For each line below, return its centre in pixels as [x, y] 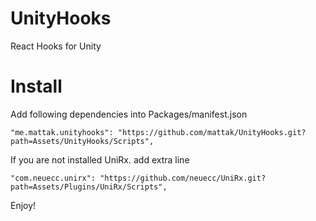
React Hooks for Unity [56, 46]
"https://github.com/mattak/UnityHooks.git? [212, 132]
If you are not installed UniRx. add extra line [100, 159]
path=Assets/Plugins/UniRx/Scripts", [89, 187]
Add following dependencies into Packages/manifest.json [129, 114]
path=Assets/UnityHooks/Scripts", [82, 141]
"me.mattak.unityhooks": [62, 132]
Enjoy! [23, 205]
